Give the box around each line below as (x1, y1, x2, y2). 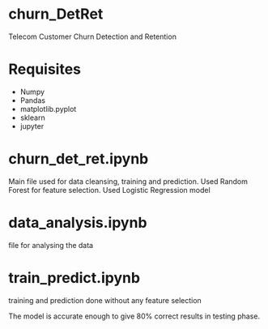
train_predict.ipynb (8, 268, 140, 287)
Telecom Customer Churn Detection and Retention (8, 32, 177, 41)
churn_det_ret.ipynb (8, 150, 149, 169)
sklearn (19, 113, 46, 122)
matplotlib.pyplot (19, 104, 77, 113)
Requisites (8, 60, 82, 79)
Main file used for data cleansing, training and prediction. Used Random (8, 176, 249, 186)
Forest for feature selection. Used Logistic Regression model (8, 185, 211, 194)
